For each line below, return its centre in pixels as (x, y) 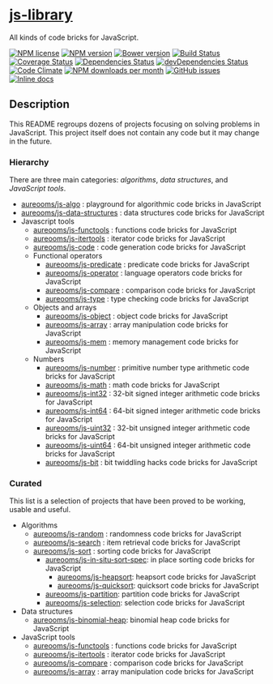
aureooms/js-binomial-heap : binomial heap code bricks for (131, 620)
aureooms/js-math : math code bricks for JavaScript (132, 385)
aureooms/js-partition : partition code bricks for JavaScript (142, 594)
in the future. (31, 141)
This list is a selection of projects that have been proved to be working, (128, 501)
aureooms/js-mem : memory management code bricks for (142, 342)
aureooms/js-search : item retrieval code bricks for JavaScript (137, 543)
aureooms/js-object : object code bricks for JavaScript (136, 316)
